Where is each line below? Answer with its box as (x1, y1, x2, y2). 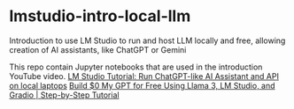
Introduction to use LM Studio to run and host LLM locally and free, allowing (9, 35, 286, 46)
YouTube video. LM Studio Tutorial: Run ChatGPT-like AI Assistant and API (9, 70, 279, 81)
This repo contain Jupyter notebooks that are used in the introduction (9, 62, 263, 72)
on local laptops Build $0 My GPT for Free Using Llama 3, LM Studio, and (9, 80, 276, 91)
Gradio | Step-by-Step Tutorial (9, 90, 120, 100)
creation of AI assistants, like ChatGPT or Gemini (9, 44, 187, 54)
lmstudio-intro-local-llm (9, 6, 191, 26)
